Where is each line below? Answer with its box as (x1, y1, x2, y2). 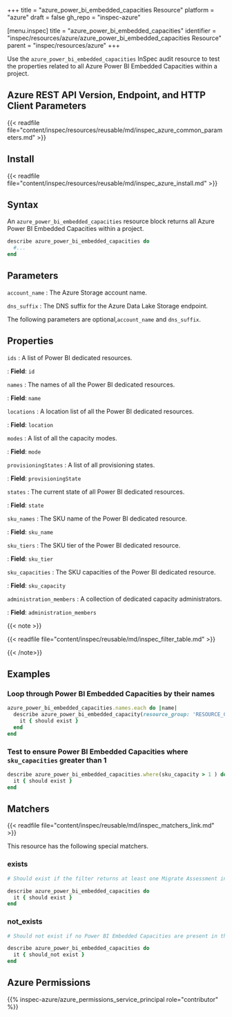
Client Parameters (7, 100, 87, 112)
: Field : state (7, 501, 44, 509)
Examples (7, 669, 50, 680)
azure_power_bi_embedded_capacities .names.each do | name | (7, 705, 177, 711)
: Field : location (7, 420, 54, 429)
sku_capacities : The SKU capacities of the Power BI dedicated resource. (7, 568, 216, 576)
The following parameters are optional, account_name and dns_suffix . (7, 315, 202, 324)
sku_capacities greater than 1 (7, 755, 107, 765)
